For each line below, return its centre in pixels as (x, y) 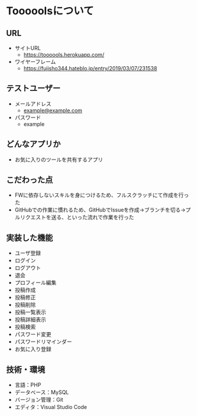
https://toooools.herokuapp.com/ (64, 55)
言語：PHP (28, 385)
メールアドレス (33, 103)
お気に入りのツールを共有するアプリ (59, 160)
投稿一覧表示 (30, 312)
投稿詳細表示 (30, 320)
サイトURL (28, 48)
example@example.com (53, 110)
